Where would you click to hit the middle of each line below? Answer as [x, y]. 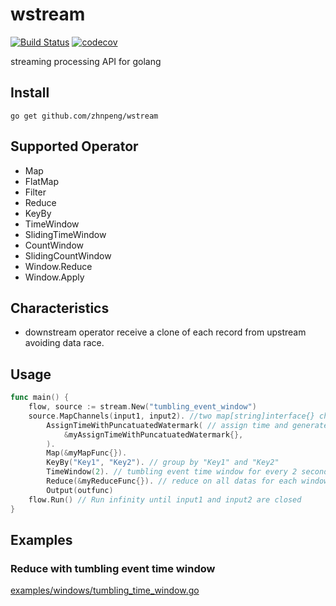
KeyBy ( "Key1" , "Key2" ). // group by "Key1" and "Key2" [163, 463]
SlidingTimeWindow [65, 234]
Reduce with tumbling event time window [113, 568]
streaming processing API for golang [86, 61]
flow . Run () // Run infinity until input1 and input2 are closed [165, 499]
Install [30, 93]
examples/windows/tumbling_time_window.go [105, 590]
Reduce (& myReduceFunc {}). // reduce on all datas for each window [187, 481]
